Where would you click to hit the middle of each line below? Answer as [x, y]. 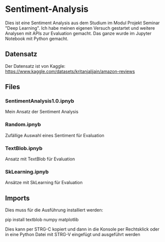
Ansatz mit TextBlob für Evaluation [40, 159]
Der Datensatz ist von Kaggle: [35, 66]
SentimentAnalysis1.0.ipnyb [40, 101]
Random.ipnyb [23, 125]
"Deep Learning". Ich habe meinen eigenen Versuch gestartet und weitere [80, 28]
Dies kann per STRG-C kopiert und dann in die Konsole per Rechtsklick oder [82, 229]
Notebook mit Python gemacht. [37, 39]
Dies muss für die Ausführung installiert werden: [54, 210]
